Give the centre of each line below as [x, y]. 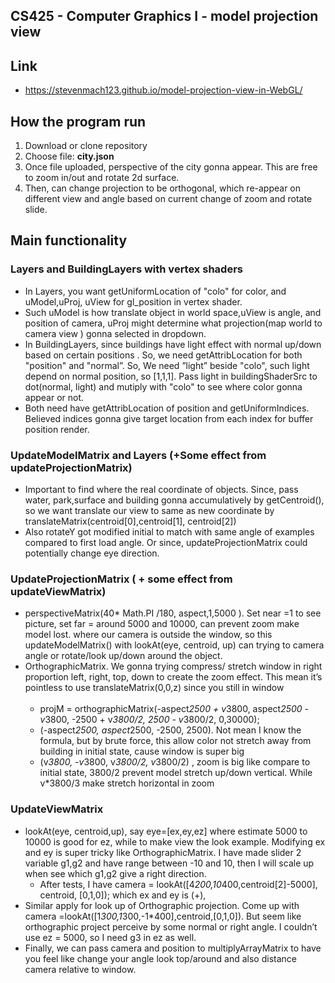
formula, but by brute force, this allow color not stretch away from [175, 741]
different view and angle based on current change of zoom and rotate [168, 199]
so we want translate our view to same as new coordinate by [149, 510]
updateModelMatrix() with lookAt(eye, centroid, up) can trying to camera [174, 645]
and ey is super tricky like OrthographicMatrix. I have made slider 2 [163, 852]
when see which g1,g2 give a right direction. [115, 873]
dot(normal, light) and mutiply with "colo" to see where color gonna [163, 386]
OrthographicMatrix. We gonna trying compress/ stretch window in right [173, 666]
